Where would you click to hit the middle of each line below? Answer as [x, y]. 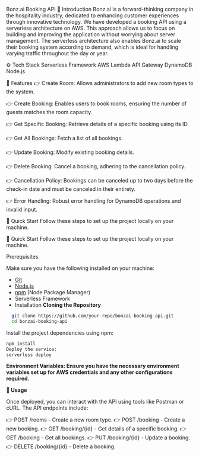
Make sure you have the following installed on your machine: [80, 268]
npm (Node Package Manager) [53, 292]
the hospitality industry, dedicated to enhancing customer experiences [93, 15]
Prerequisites [22, 257]
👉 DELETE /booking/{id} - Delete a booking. [61, 446]
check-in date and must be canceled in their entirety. [71, 189]
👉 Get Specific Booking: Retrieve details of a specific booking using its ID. [97, 124]
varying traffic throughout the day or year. [57, 53]
